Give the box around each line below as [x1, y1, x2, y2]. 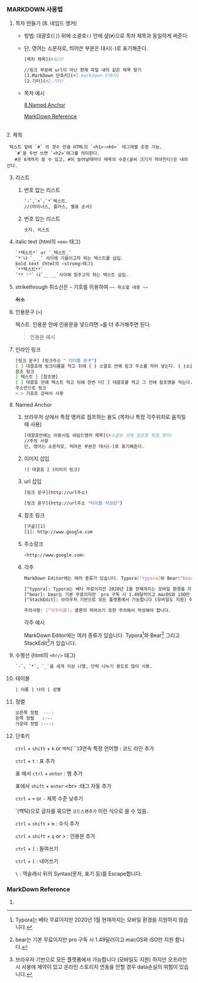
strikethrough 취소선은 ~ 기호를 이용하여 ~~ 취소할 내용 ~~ [15, 283, 149, 290]
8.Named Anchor [24, 101, 66, 108]
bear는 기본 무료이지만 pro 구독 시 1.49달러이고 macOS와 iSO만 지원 [15, 936, 174, 944]
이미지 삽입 [24, 455, 49, 462]
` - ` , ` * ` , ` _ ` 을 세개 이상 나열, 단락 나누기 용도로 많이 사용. [15, 664, 153, 669]
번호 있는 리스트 [24, 215, 61, 222]
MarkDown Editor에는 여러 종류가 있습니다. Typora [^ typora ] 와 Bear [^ [24, 575, 183, 581]
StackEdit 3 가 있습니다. [24, 638, 77, 646]
